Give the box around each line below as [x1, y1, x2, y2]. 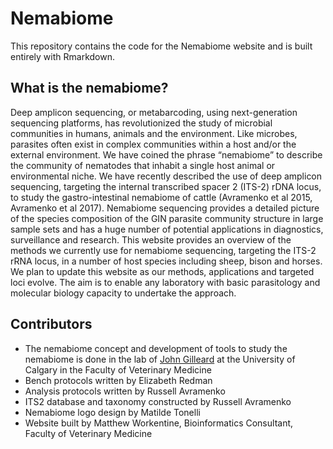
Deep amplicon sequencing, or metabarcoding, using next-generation [10, 106, 298, 118]
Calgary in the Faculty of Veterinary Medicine [24, 363, 212, 376]
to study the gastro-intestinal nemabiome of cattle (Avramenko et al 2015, [10, 191, 313, 203]
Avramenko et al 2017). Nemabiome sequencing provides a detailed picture [10, 202, 320, 214]
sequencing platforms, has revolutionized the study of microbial [10, 117, 273, 129]
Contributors [10, 316, 93, 333]
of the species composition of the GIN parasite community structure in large [10, 212, 324, 224]
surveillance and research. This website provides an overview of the [10, 233, 292, 246]
